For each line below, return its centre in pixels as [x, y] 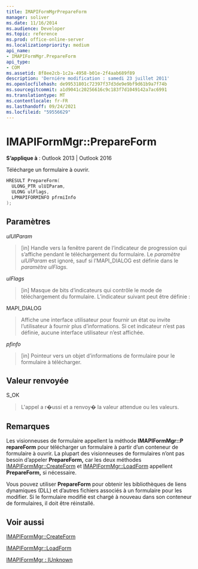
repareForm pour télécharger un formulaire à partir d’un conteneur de [92, 447]
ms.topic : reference [32, 34]
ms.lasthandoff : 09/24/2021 [41, 106]
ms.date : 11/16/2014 [32, 23]
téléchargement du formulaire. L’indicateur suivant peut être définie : [105, 296]
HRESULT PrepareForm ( [33, 181]
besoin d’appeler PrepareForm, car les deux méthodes [74, 460]
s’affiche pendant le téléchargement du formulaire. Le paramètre [100, 254]
